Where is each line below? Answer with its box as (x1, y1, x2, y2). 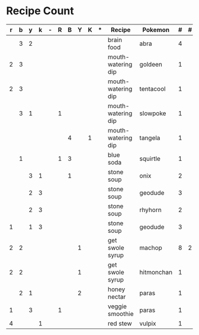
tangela (139, 134, 161, 142)
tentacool (139, 84, 166, 93)
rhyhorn (139, 206, 162, 214)
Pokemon (142, 26, 170, 34)
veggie (107, 302, 127, 310)
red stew (107, 319, 132, 327)
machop (139, 244, 163, 252)
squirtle (139, 154, 161, 163)
